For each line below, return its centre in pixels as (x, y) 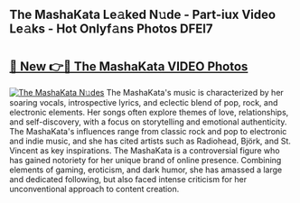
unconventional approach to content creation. (94, 189)
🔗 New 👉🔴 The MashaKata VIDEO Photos (129, 66)
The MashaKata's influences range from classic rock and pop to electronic (148, 131)
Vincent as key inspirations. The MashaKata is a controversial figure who (145, 151)
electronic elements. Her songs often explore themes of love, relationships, (149, 112)
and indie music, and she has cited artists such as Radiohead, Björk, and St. (150, 141)
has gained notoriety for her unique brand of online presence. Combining (145, 160)
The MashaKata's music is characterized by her (195, 92)
